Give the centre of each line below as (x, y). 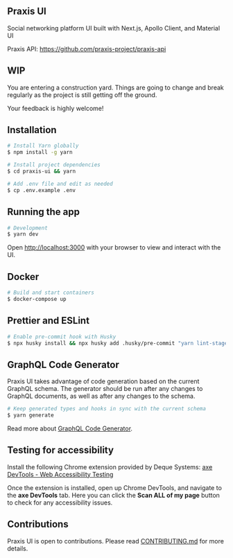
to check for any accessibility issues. (60, 503)
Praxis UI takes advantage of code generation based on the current (103, 381)
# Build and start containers (51, 293)
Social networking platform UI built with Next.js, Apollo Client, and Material (114, 28)
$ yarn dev (23, 234)
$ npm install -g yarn (40, 152)
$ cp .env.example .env (42, 190)
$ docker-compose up (37, 299)
